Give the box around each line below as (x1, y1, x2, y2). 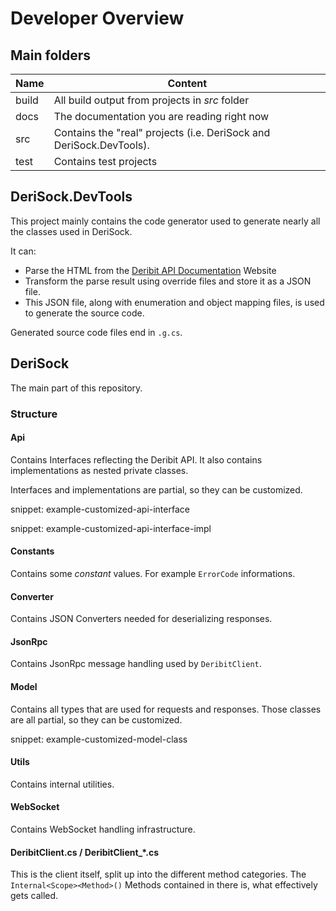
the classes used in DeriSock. (10, 225, 133, 237)
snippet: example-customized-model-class (10, 733, 188, 745)
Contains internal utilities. (10, 778, 115, 790)
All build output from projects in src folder (53, 93, 250, 107)
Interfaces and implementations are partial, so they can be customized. (10, 483, 303, 496)
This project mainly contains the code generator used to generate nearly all (10, 215, 321, 227)
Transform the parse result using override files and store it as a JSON (24, 275, 312, 287)
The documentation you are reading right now (53, 110, 270, 123)
